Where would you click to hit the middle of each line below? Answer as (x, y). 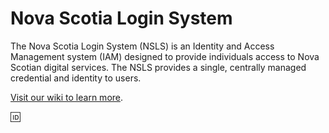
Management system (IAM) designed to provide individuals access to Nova (165, 56)
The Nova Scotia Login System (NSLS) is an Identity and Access (142, 46)
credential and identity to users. (76, 78)
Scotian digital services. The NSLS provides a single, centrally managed (158, 67)
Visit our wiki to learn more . (67, 97)
